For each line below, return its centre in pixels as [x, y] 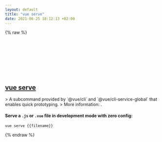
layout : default [21, 10]
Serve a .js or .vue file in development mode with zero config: [69, 116]
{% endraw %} [20, 135]
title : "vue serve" [25, 14]
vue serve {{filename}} [29, 126]
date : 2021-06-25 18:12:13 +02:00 [40, 19]
